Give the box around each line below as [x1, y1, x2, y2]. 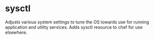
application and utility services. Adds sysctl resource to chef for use [5, 24, 143, 30]
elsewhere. [5, 29, 27, 35]
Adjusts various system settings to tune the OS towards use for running [5, 19, 150, 25]
